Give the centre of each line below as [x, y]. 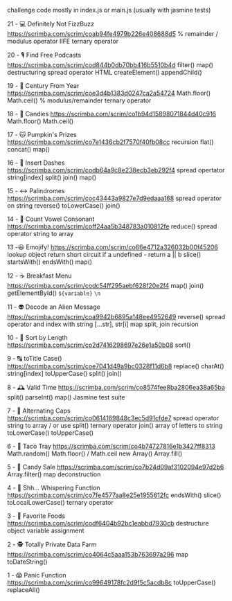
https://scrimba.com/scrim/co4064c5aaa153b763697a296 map [98, 554]
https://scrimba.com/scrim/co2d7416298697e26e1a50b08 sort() [99, 345]
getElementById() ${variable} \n [54, 293]
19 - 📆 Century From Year [43, 86]
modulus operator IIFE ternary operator [63, 41]
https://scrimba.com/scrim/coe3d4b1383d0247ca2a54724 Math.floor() [109, 93]
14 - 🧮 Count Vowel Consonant [51, 219]
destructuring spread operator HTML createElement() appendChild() [105, 72]
